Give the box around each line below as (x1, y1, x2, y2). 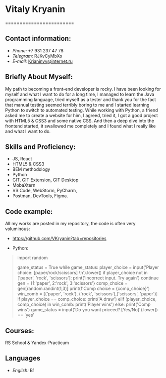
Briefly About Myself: (5, 73, 73, 81)
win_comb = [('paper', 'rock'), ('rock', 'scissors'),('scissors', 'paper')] (17, 291, 158, 297)
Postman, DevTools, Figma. (12, 193, 68, 199)
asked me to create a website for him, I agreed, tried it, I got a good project (5, 112, 158, 118)
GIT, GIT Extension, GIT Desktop (12, 177, 79, 183)
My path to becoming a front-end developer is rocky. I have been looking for (5, 86, 161, 92)
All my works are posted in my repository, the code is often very (5, 221, 136, 227)
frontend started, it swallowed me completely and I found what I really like (5, 123, 156, 129)
